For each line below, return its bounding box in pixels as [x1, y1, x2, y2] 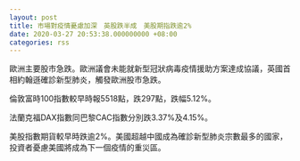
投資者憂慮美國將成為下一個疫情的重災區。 [9, 142, 166, 153]
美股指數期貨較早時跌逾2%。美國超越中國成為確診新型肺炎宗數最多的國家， [9, 131, 288, 142]
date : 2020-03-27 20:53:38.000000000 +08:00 [9, 29, 178, 38]
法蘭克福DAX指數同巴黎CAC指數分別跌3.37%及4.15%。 [9, 112, 212, 123]
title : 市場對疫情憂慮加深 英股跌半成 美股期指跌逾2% [9, 21, 192, 30]
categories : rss [9, 37, 70, 47]
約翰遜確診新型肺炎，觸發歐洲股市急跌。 [16, 75, 166, 85]
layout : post [9, 12, 58, 22]
